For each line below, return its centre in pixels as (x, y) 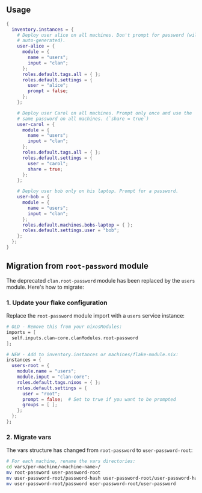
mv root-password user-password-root (54, 473)
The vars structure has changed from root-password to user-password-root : (99, 450)
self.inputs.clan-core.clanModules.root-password (75, 338)
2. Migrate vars (29, 437)
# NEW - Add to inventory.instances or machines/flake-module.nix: (93, 354)
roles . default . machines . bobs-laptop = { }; (78, 225)
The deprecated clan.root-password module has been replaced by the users (101, 280)
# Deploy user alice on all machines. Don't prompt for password (101, 35)
